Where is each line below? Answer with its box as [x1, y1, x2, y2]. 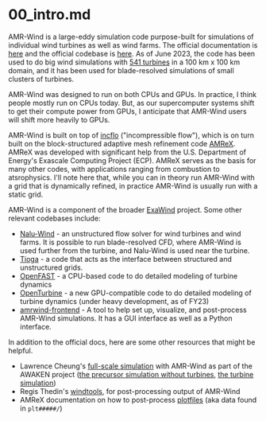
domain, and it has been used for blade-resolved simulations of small [8, 65, 234, 75]
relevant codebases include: [8, 213, 101, 223]
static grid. [8, 189, 44, 199]
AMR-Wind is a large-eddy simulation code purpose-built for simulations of [8, 32, 254, 41]
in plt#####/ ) [19, 403, 63, 413]
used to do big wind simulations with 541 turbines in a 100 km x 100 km [8, 57, 241, 67]
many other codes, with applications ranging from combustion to [8, 164, 220, 173]
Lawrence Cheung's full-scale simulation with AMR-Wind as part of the [19, 361, 253, 371]
